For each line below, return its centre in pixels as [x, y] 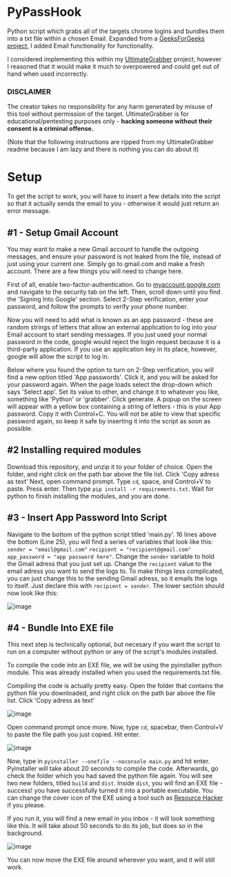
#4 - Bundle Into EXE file [60, 628]
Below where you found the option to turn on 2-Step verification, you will [110, 370]
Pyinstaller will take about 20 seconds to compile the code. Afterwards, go [113, 769]
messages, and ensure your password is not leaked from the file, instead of [114, 256]
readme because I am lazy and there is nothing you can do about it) [103, 150]
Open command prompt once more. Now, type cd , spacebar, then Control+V [115, 727]
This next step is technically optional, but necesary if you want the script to [114, 645]
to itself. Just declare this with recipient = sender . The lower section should [116, 585]
